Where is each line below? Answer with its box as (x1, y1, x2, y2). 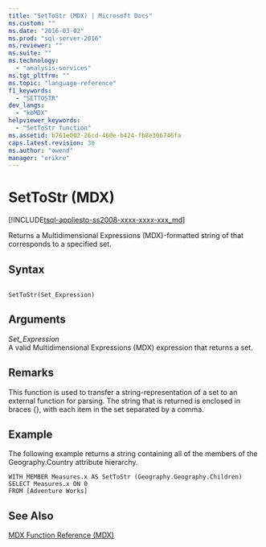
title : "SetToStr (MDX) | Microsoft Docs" (8, 11, 153, 20)
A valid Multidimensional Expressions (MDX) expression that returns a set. (8, 343, 253, 352)
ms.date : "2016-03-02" (8, 27, 84, 35)
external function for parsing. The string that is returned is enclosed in (8, 396, 241, 405)
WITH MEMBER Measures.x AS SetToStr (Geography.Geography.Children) (8, 473, 243, 481)
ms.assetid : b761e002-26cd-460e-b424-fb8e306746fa (8, 131, 182, 139)
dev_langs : (8, 101, 45, 109)
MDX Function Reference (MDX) (8, 530, 115, 540)
